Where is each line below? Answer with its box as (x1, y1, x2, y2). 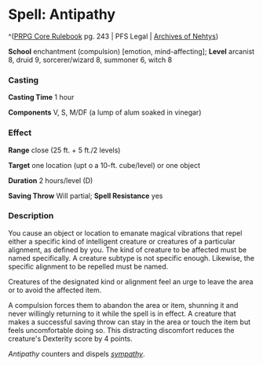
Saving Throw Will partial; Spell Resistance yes (8, 191, 163, 200)
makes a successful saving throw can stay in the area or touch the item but (8, 317, 251, 327)
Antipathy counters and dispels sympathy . (8, 349, 145, 358)
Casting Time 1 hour (8, 93, 75, 102)
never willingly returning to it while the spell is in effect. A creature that (8, 309, 237, 318)
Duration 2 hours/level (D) (8, 175, 93, 185)
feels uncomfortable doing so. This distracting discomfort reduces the (8, 325, 235, 335)
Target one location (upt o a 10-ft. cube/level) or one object (8, 160, 201, 170)
